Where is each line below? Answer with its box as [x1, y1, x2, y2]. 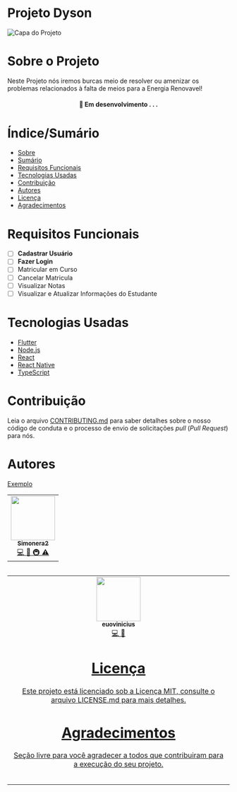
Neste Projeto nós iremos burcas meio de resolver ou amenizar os [7, 76, 200, 85]
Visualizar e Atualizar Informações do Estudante [17, 289, 157, 298]
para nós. [7, 431, 35, 440]
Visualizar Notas [17, 281, 66, 289]
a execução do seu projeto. [73, 759, 164, 769]
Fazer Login [17, 257, 53, 266]
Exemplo [7, 479, 33, 488]
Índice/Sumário [7, 125, 100, 141]
